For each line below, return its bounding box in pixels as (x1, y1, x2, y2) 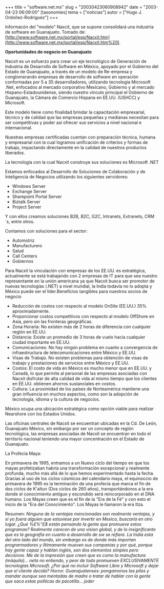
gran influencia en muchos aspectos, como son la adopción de (12, 391, 139, 397)
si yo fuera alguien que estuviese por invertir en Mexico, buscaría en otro (5, 516, 153, 522)
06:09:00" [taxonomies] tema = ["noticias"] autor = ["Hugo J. (19, 9, 143, 15)
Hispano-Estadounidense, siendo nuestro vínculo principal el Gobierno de (5, 90, 154, 95)
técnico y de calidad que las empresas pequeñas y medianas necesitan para (5, 115, 159, 120)
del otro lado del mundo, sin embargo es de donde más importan (5, 537, 136, 543)
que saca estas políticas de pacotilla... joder (5, 578, 95, 584)
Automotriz (12, 237, 35, 243)
